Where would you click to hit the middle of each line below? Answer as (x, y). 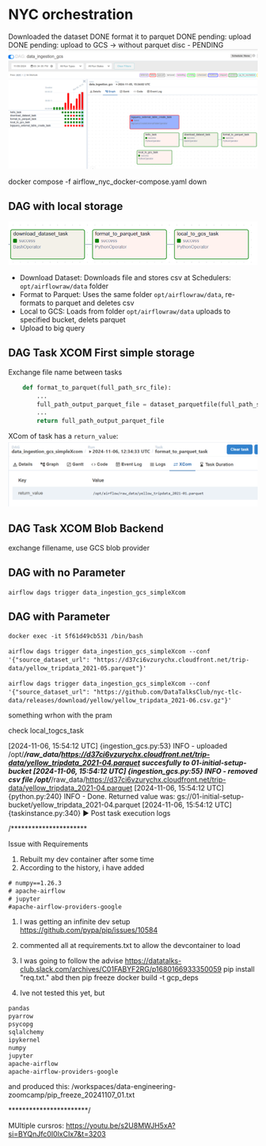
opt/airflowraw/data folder (64, 286)
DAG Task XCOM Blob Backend (86, 529)
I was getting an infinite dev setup (75, 922)
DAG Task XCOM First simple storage (102, 353)
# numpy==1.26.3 (35, 883)
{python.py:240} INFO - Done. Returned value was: (92, 797)
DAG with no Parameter (67, 573)
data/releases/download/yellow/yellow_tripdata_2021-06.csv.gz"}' (120, 701)
